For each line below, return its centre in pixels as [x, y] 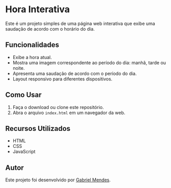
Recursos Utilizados [38, 128]
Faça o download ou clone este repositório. [58, 107]
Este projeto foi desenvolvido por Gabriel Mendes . [58, 180]
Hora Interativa [38, 9]
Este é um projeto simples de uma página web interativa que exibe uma [80, 23]
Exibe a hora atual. [32, 57]
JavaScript [24, 152]
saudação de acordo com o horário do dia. [50, 29]
